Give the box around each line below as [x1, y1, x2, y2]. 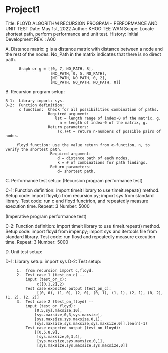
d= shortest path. [57, 169, 96, 174]
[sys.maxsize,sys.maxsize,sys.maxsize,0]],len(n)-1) [34, 321, 148, 326]
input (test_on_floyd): [25, 303, 76, 308]
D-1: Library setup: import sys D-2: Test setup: [5, 258, 102, 264]
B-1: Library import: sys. [5, 98, 65, 103]
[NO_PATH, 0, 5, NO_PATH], [50, 70, 107, 76]
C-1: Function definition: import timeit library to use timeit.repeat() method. [5, 187, 160, 193]
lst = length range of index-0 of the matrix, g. [54, 116, 161, 121]
